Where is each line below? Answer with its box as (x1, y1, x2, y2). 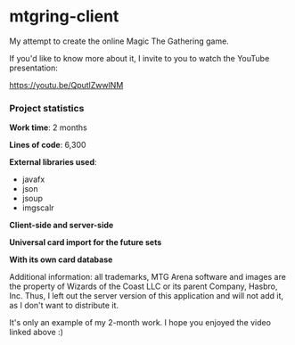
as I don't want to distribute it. (9, 300, 119, 311)
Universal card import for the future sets (9, 237, 162, 248)
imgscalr (21, 202, 55, 213)
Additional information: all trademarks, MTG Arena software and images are (9, 272, 287, 283)
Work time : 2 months (9, 122, 87, 133)
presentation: (9, 62, 58, 73)
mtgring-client (9, 6, 119, 27)
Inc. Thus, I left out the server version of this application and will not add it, (9, 291, 283, 301)
